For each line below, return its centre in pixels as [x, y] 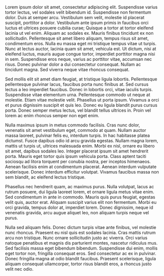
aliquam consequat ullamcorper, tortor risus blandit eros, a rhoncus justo [78, 264]
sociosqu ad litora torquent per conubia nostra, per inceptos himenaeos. [78, 162]
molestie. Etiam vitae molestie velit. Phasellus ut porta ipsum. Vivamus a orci [82, 100]
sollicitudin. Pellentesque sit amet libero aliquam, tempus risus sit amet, [77, 38]
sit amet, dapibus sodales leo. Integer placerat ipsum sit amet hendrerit [77, 151]
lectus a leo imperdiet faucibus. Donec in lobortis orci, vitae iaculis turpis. [79, 89]
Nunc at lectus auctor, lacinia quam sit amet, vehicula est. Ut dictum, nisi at [81, 49]
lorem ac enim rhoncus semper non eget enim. [52, 115]
